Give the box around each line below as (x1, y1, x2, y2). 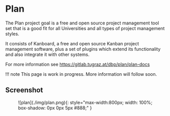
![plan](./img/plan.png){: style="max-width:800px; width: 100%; (18, 99, 153, 105)
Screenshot (5, 86, 43, 95)
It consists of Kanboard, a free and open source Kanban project (5, 40, 139, 46)
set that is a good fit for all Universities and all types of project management (5, 25, 165, 31)
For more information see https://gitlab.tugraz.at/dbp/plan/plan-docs (5, 61, 150, 67)
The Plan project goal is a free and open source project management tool (5, 20, 159, 26)
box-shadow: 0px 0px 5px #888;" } (18, 105, 92, 111)
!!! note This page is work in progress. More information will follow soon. (5, 71, 157, 77)
